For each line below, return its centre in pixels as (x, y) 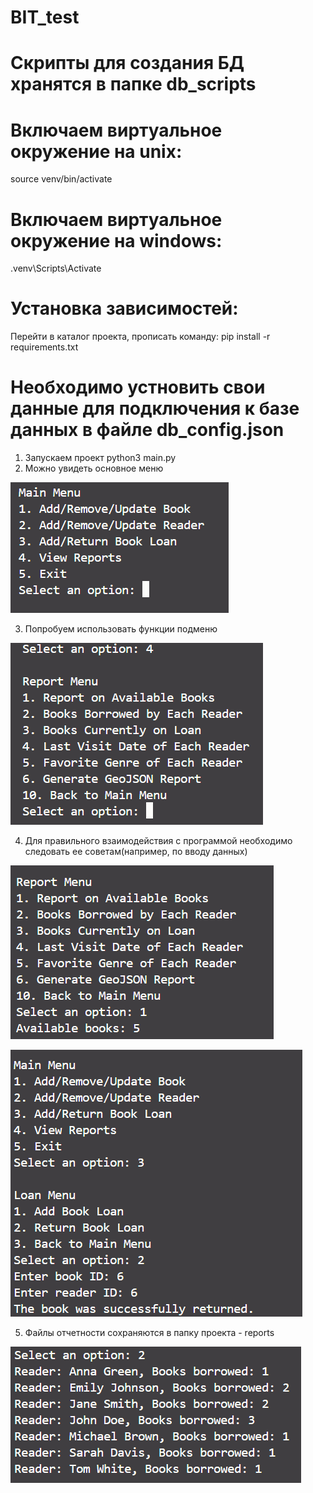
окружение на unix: (96, 151)
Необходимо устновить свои (138, 387)
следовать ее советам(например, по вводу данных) (136, 852)
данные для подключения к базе (155, 408)
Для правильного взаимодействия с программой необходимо (158, 841)
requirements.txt (44, 347)
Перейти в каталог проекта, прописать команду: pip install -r (140, 337)
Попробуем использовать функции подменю (121, 629)
